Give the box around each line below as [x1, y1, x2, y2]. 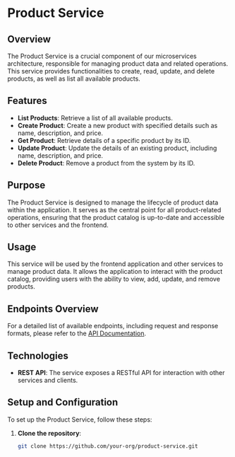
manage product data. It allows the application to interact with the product [7, 267, 223, 276]
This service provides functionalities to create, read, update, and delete [7, 67, 215, 75]
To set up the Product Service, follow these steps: [7, 415, 152, 424]
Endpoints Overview [7, 303, 99, 315]
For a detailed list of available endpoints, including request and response [7, 322, 219, 330]
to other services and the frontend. [7, 221, 109, 229]
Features [7, 95, 47, 107]
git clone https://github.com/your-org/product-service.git [17, 442, 198, 450]
